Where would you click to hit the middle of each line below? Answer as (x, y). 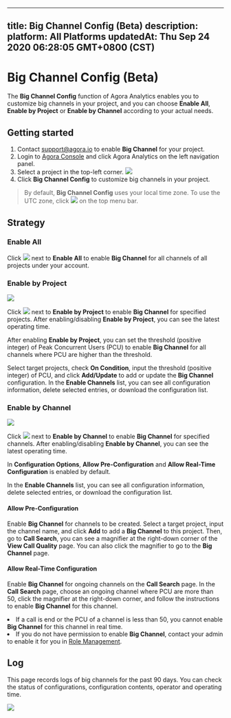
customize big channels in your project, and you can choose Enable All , (109, 103)
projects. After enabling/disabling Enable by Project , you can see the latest (113, 319)
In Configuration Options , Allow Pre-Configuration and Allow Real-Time (111, 464)
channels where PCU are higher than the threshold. (80, 355)
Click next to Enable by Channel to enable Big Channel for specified (108, 437)
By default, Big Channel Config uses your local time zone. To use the (122, 193)
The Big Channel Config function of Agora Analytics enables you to (103, 96)
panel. (26, 164)
